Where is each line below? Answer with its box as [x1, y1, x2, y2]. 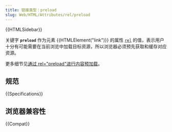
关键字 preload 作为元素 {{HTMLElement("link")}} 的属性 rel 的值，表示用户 [5, 37, 165, 43]
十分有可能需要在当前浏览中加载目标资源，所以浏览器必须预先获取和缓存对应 [5, 43, 167, 49]
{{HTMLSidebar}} [5, 26, 42, 32]
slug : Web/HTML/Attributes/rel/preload [5, 12, 91, 17]
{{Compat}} [5, 121, 30, 127]
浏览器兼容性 [5, 107, 46, 116]
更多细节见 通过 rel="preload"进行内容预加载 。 [5, 60, 102, 67]
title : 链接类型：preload [5, 7, 57, 13]
